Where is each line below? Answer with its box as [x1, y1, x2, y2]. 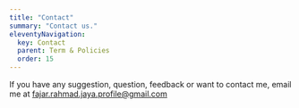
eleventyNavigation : [9, 29, 87, 38]
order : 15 [17, 54, 54, 63]
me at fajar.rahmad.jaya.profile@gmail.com [9, 88, 167, 99]
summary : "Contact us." [9, 21, 98, 30]
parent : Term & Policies [17, 46, 110, 55]
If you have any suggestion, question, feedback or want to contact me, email [9, 79, 292, 89]
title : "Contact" [9, 12, 74, 22]
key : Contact [17, 37, 66, 47]
